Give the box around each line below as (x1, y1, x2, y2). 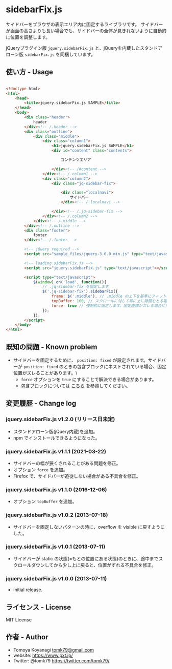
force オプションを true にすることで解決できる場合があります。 (20, 376, 157, 382)
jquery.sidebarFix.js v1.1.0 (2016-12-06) (6, 486, 107, 493)
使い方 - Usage (6, 68, 53, 76)
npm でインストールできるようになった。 (13, 434, 100, 441)
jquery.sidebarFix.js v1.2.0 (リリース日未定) (6, 416, 115, 423)
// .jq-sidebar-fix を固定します (42, 284, 109, 289)
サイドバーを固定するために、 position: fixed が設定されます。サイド (13, 357, 162, 363)
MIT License (6, 616, 32, 623)
